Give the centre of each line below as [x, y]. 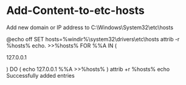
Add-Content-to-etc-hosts [75, 11]
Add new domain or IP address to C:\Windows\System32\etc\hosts [90, 27]
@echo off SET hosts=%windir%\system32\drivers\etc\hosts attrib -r [93, 39]
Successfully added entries [40, 75]
